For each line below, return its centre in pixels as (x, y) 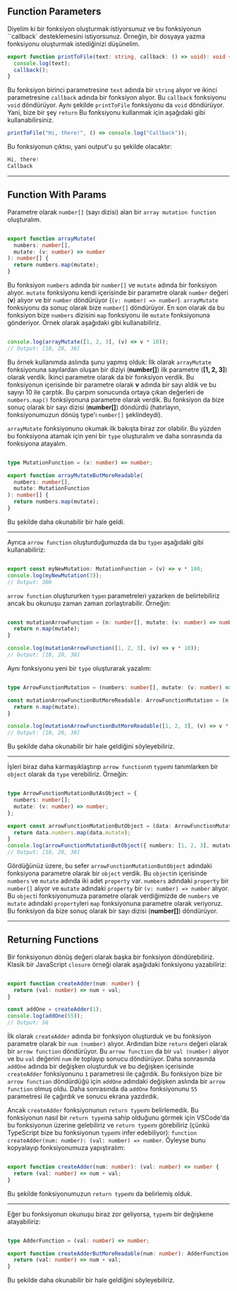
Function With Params (57, 195)
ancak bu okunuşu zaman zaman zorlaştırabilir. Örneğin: (89, 603)
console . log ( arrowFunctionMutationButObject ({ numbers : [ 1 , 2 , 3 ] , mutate (120, 846)
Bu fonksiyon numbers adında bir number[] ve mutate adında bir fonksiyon (112, 285)
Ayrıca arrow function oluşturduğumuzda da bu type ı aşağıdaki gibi (105, 542)
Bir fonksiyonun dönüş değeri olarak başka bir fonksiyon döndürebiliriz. (111, 957)
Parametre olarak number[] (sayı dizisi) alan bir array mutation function (112, 212)
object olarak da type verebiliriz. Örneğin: (68, 774)
